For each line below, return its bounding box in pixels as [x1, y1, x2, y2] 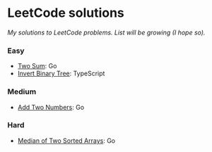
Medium [7, 87, 37, 96]
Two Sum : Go [17, 62, 57, 70]
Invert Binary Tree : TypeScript [17, 69, 105, 78]
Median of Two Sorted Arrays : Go [17, 136, 115, 145]
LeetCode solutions [7, 5, 125, 21]
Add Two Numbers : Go [17, 103, 85, 111]
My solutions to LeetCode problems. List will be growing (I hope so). [7, 28, 206, 37]
